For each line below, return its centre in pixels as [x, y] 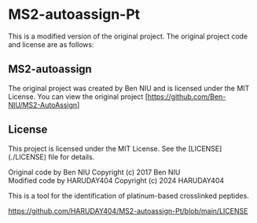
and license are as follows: [51, 44]
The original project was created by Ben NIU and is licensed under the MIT [129, 88]
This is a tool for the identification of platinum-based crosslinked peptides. [128, 196]
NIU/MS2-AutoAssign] [44, 104]
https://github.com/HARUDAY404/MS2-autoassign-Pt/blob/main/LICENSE [128, 210]
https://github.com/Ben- [187, 97]
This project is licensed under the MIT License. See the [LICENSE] [115, 148]
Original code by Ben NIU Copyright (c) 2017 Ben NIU [94, 172]
